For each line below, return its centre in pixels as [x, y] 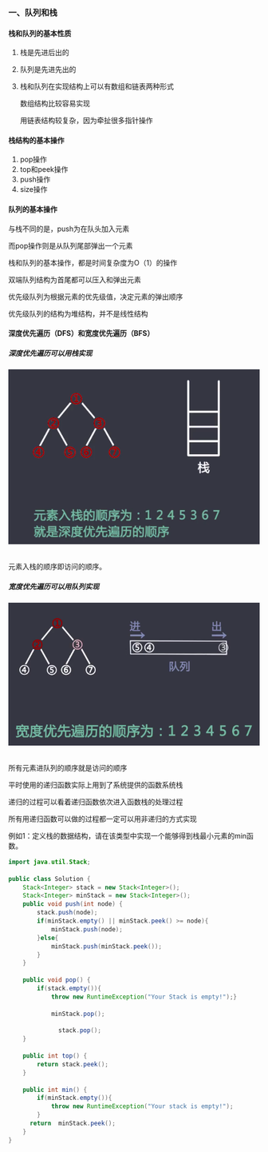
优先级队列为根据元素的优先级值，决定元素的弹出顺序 [96, 297]
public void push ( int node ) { [73, 904]
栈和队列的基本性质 [40, 33]
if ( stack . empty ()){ [69, 989]
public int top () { [55, 1056]
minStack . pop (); [78, 1014]
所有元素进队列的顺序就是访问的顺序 [68, 767]
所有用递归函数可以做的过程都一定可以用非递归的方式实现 [102, 819]
